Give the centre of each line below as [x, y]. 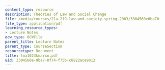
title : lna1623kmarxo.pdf [31, 55]
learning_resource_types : [31, 28]
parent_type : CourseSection [34, 46]
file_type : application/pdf [34, 23]
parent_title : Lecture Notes [35, 42]
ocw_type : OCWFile [24, 37]
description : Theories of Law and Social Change [56, 14]
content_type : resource [29, 10]
